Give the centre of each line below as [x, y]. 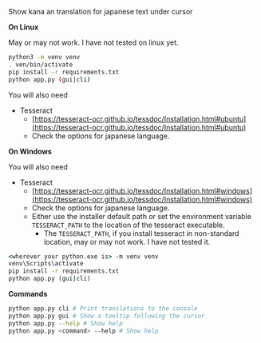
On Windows [30, 151]
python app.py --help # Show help [66, 323]
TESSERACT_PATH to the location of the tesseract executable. [128, 225]
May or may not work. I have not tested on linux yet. [93, 42]
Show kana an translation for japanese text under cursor [101, 12]
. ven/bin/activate [41, 64]
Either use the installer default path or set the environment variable [141, 216]
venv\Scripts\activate [46, 264]
